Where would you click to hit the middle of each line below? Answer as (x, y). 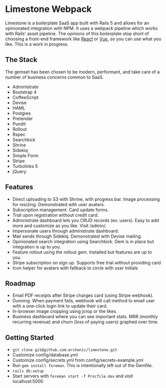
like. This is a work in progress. (37, 44)
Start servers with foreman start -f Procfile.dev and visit (73, 376)
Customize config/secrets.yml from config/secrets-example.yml (78, 360)
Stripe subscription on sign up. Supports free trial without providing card (86, 262)
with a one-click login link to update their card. (60, 306)
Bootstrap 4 (24, 92)
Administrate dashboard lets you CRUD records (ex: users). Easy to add (85, 220)
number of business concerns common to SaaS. (54, 77)
